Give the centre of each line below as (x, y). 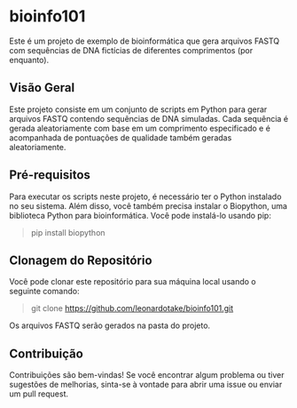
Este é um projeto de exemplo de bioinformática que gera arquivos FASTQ (145, 41)
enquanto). (29, 60)
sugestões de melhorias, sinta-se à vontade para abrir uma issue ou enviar (146, 385)
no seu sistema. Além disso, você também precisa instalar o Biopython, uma (148, 205)
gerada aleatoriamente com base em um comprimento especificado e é (140, 128)
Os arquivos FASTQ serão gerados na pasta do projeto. (110, 325)
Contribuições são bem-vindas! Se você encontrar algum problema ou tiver (147, 375)
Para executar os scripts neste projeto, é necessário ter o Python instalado (145, 196)
